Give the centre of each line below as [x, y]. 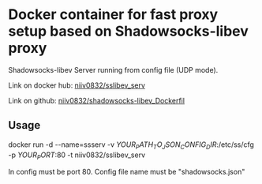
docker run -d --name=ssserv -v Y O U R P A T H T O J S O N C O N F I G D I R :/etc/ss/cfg [131, 145]
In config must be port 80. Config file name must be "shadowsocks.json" [127, 172]
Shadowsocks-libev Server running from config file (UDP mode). [113, 69]
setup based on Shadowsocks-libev [128, 31]
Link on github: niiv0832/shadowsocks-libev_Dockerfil [97, 100]
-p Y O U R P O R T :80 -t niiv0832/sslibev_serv [77, 156]
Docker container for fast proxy [113, 15]
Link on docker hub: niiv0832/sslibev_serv [77, 85]
